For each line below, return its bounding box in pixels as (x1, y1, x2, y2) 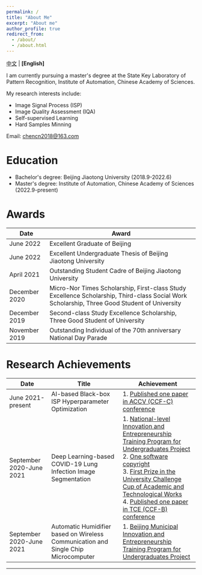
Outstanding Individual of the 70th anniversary (49, 326, 182, 335)
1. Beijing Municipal (122, 522, 179, 530)
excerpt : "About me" (6, 20, 58, 26)
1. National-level (122, 414, 170, 423)
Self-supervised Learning (14, 114, 78, 121)
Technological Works (122, 489, 182, 498)
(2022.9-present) (14, 186, 58, 193)
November (9, 326, 39, 335)
